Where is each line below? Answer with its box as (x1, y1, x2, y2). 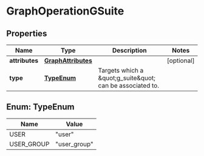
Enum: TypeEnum (6, 102, 75, 112)
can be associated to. (98, 82, 160, 89)
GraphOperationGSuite (6, 4, 124, 18)
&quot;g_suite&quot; (98, 74, 156, 82)
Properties (6, 28, 47, 39)
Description (112, 47, 147, 54)
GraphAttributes (44, 56, 92, 65)
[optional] (166, 56, 195, 65)
